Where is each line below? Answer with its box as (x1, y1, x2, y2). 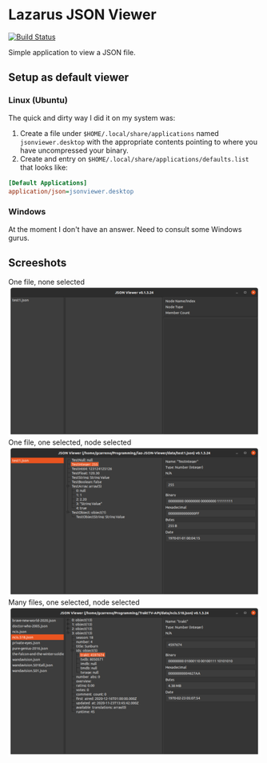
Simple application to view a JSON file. (8, 47, 136, 57)
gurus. (8, 233, 30, 242)
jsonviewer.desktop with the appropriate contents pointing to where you (19, 137, 258, 146)
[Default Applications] (8, 178, 88, 187)
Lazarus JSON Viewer (8, 6, 157, 24)
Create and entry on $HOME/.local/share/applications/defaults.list (19, 154, 249, 163)
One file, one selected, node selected (8, 437, 132, 447)
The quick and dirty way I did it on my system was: (8, 113, 176, 122)
